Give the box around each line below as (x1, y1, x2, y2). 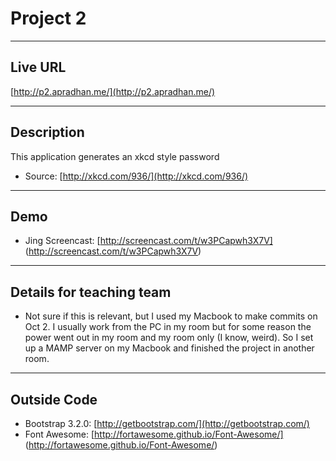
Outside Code (10, 391, 98, 408)
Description (10, 124, 85, 141)
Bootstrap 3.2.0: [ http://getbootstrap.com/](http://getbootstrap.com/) (24, 418, 310, 429)
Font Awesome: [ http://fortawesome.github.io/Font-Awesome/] (24, 428, 284, 440)
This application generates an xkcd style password (10, 150, 220, 162)
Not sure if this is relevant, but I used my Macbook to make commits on (24, 310, 318, 322)
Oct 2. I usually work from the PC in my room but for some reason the (24, 321, 312, 333)
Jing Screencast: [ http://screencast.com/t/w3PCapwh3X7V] (24, 235, 273, 247)
